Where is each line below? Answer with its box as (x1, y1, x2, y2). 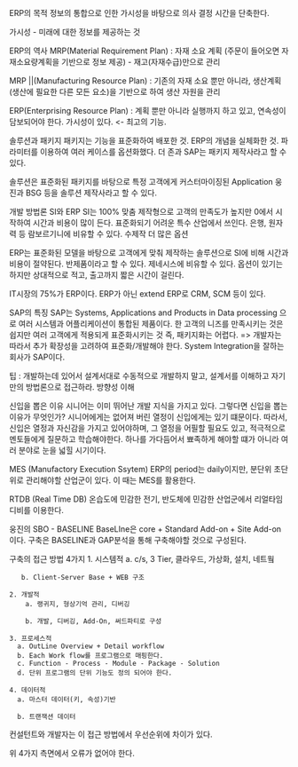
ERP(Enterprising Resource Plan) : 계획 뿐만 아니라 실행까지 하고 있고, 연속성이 (9, 106, 286, 115)
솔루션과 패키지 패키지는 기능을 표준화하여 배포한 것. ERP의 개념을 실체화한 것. (9, 136, 279, 146)
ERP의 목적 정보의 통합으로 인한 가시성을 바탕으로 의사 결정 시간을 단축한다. (9, 8, 271, 18)
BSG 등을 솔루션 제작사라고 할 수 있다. (25, 187, 158, 198)
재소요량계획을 (9, 57, 60, 67)
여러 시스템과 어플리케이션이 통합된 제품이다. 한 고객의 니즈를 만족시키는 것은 (18, 319, 284, 328)
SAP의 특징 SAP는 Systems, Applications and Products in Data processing (9, 307, 278, 318)
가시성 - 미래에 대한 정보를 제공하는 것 (9, 27, 141, 37)
